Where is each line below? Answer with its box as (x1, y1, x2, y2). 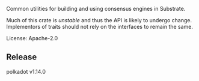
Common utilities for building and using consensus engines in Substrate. (6, 5, 186, 12)
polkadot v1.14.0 (6, 68, 46, 75)
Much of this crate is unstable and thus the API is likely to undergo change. (6, 17, 192, 23)
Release (6, 52, 37, 62)
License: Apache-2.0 (6, 35, 58, 41)
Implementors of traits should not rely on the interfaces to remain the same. (6, 23, 194, 30)
